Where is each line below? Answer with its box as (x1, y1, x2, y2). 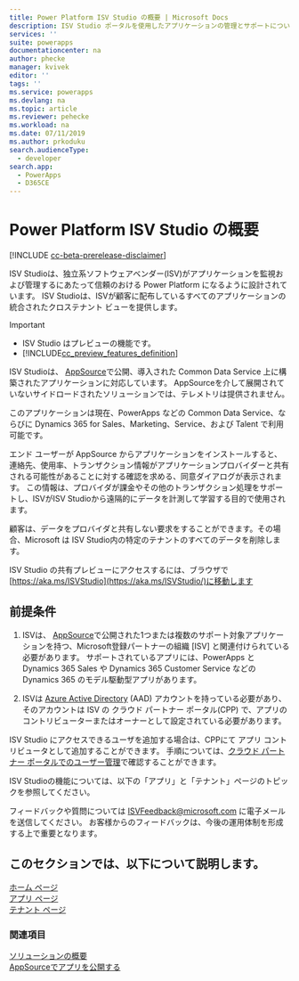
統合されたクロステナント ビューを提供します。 (9, 302, 182, 313)
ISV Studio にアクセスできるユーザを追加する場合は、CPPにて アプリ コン (9, 734, 280, 745)
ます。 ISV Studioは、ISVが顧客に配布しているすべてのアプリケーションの (16, 290, 287, 301)
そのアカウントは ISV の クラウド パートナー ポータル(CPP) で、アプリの (21, 704, 287, 715)
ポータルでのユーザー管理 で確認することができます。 (26, 756, 222, 767)
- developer (17, 153, 62, 163)
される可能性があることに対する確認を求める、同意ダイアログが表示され (9, 471, 274, 482)
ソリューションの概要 (9, 950, 87, 961)
